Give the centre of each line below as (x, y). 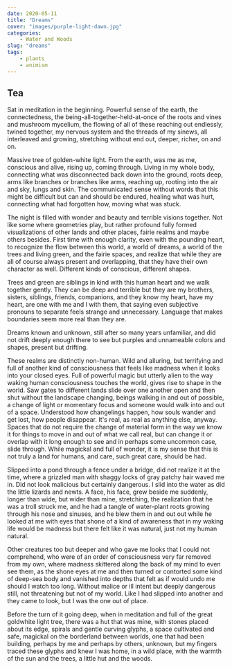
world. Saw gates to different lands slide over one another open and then (111, 390)
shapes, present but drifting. (48, 348)
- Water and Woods (46, 39)
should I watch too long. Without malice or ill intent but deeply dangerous (111, 587)
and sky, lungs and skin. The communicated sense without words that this (113, 189)
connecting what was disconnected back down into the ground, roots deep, (115, 175)
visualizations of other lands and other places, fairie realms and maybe (108, 232)
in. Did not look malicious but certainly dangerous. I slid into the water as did (116, 485)
